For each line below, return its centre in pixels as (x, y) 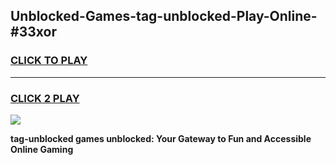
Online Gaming (42, 149)
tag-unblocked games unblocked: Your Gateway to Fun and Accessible (161, 138)
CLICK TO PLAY (49, 61)
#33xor (33, 32)
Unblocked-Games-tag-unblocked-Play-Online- (164, 16)
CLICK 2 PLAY (45, 98)
